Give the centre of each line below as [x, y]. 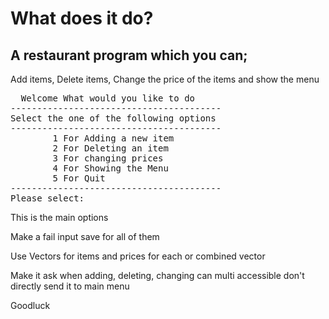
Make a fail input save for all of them [85, 236]
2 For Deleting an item [110, 148]
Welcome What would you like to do [108, 98]
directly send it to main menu [70, 286]
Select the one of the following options [113, 118]
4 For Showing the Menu [110, 168]
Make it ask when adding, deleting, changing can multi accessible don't [157, 275]
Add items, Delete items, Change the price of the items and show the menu [165, 79]
